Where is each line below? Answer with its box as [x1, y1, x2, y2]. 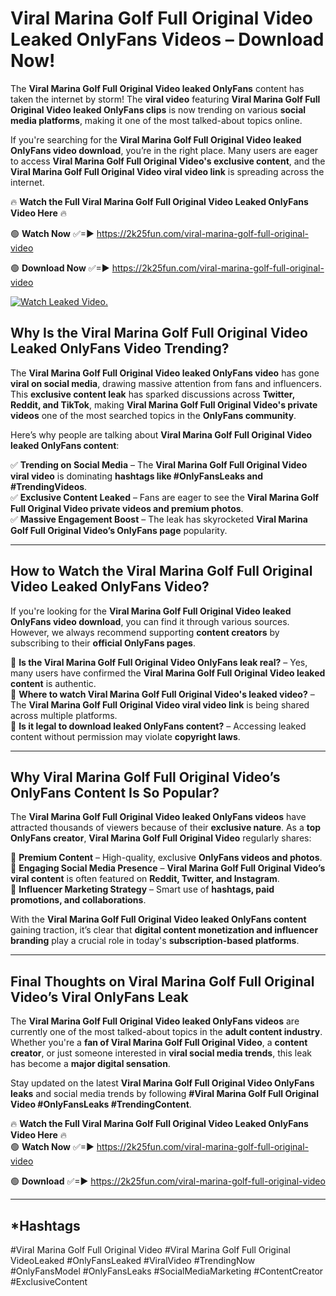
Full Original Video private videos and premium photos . [10, 502, 244, 514]
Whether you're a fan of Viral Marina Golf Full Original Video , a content [10, 1037, 308, 1049]
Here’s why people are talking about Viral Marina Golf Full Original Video [10, 428, 313, 441]
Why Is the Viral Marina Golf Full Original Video [10, 325, 308, 342]
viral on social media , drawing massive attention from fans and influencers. [10, 377, 323, 389]
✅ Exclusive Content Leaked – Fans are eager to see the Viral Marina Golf [10, 491, 320, 503]
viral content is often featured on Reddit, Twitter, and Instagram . [10, 873, 280, 885]
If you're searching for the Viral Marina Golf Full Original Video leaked [10, 133, 302, 146]
